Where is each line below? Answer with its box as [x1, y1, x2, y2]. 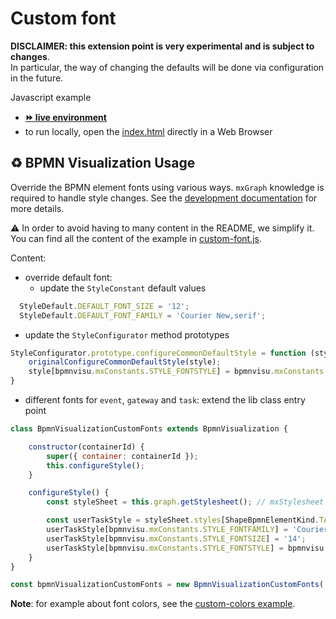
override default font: [24, 271, 113, 283]
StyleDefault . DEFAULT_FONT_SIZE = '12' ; [19, 301, 190, 311]
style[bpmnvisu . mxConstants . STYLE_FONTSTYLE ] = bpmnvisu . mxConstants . [28, 367, 329, 377]
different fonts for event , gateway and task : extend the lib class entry [24, 394, 306, 406]
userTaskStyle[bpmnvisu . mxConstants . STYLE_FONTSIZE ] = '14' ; [46, 533, 307, 544]
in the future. [10, 72, 64, 84]
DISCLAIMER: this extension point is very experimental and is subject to [10, 40, 315, 52]
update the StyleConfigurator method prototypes [24, 328, 230, 341]
